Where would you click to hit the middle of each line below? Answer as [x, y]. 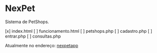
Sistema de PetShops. [27, 22]
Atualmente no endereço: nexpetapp [42, 45]
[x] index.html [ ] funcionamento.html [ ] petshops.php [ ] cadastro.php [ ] [78, 31]
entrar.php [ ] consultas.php [33, 36]
